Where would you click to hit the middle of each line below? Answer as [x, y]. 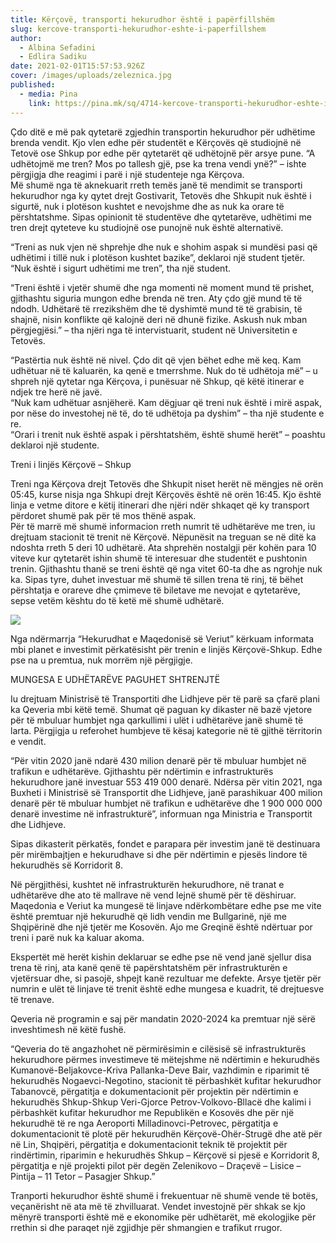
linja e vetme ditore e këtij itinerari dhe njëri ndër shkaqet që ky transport [160, 505]
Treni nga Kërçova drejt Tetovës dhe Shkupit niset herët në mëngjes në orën [167, 483]
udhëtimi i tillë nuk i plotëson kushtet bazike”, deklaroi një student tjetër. [158, 257]
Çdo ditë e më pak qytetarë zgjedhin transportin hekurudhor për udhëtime [163, 132]
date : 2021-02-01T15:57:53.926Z [77, 66]
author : [26, 38]
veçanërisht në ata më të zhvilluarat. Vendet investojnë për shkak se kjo [158, 1206]
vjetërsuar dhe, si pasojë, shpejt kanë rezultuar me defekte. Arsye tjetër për [166, 978]
